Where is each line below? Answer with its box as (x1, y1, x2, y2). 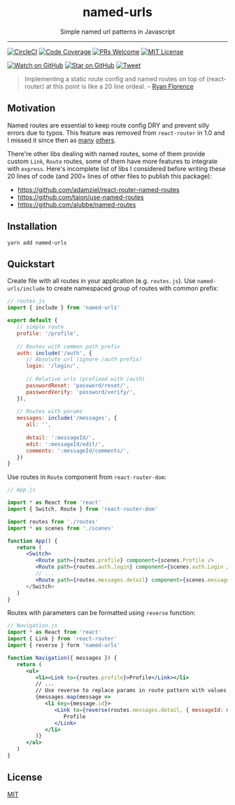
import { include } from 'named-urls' (7, 304, 120, 312)
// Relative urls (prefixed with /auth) (25, 376, 145, 383)
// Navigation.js (7, 622, 58, 629)
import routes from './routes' (7, 518, 99, 525)
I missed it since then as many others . (7, 136, 117, 144)
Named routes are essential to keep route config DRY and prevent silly (7, 121, 210, 130)
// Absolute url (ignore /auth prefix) (25, 356, 142, 363)
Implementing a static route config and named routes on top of (24, 74, 205, 83)
